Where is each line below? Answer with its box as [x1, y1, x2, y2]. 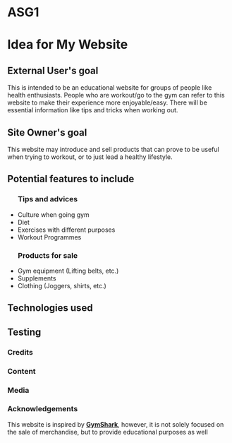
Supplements [17, 273, 56, 283]
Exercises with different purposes [17, 225, 116, 234]
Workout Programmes [17, 232, 82, 241]
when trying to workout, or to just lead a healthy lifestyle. [7, 153, 173, 161]
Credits [7, 347, 33, 357]
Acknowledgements [7, 404, 78, 414]
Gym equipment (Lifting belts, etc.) [17, 266, 119, 275]
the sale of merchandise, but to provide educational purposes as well [7, 427, 208, 436]
